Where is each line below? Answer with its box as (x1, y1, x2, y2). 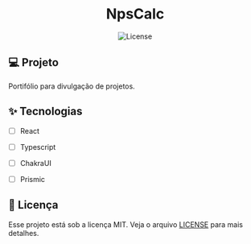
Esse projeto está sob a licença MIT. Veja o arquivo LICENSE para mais (8, 219, 244, 230)
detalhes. (8, 228, 39, 238)
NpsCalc (105, 5, 165, 23)
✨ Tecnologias (8, 105, 83, 118)
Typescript (19, 142, 56, 151)
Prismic (19, 174, 46, 184)
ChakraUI (19, 158, 52, 167)
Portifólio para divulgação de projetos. (8, 81, 135, 91)
